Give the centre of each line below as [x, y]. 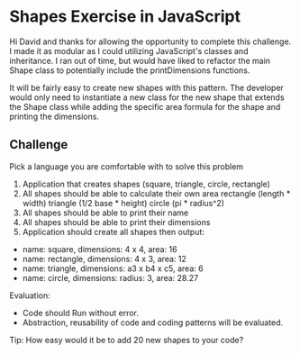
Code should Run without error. [81, 313]
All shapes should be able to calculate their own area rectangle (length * [156, 193]
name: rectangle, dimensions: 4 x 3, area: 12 [105, 259]
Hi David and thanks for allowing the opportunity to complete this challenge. [150, 41]
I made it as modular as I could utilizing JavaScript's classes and [129, 50]
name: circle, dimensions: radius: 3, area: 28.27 [110, 277]
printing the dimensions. [54, 116]
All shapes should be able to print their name [105, 213]
